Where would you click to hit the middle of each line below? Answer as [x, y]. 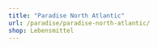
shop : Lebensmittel [41, 30]
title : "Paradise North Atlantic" [67, 16]
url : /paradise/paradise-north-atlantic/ [79, 23]
